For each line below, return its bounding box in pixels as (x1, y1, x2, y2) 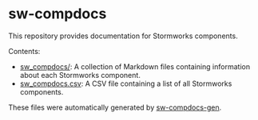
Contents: (8, 46, 41, 56)
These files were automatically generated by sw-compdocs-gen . (8, 103, 222, 112)
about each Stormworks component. (19, 70, 141, 79)
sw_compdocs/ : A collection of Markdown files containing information (19, 61, 250, 72)
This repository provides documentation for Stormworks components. (8, 31, 238, 41)
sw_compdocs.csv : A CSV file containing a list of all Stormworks (19, 79, 232, 88)
